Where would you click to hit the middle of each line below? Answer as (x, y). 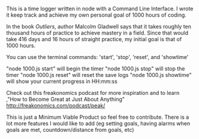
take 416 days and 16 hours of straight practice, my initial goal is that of (94, 39)
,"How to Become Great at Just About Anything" (65, 99)
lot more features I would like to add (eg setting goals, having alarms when (98, 123)
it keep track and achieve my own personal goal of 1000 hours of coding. (97, 15)
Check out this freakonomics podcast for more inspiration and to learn (93, 93)
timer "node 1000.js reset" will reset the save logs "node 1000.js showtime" (99, 75)
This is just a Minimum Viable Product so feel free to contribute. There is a (98, 117)
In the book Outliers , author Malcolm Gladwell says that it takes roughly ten (99, 27)
